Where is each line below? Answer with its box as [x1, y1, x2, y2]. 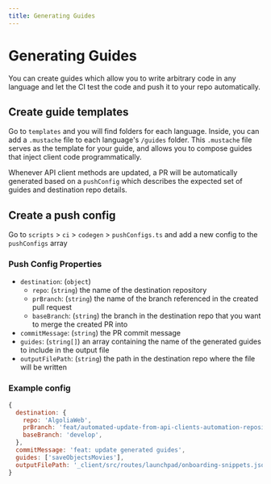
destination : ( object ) [19, 277, 91, 286]
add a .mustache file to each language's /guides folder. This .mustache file [8, 135, 252, 145]
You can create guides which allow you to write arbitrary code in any [8, 73, 236, 83]
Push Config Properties [8, 259, 102, 270]
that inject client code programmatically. [8, 152, 142, 162]
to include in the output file [19, 345, 110, 355]
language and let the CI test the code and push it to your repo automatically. [8, 81, 261, 91]
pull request [31, 302, 73, 312]
